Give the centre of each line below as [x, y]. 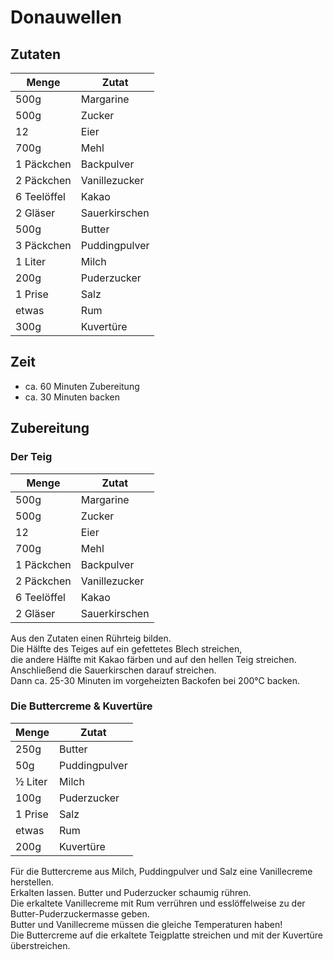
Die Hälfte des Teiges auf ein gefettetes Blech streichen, [126, 648]
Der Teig [31, 457]
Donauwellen [66, 17]
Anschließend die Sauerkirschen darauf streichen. [113, 670]
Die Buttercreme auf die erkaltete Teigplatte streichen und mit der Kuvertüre [167, 935]
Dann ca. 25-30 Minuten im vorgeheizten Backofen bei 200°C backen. [155, 680]
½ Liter [31, 781]
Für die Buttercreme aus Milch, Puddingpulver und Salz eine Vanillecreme [161, 871]
